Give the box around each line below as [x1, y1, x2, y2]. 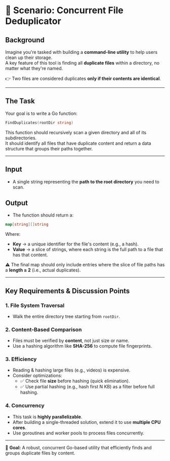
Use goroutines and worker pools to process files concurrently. [12, 429, 145, 436]
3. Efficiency [5, 356, 37, 363]
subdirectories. [5, 135, 37, 141]
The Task [5, 97, 35, 106]
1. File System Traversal [5, 302, 65, 309]
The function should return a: [12, 212, 74, 218]
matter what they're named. [5, 66, 63, 71]
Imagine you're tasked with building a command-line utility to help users [5, 49, 158, 55]
